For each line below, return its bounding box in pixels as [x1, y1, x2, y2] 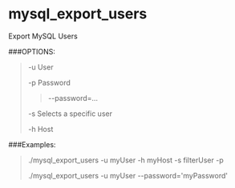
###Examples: [8, 139, 56, 149]
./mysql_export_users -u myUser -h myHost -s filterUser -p [27, 155, 224, 165]
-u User [27, 62, 54, 72]
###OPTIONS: [8, 46, 56, 56]
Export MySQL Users [8, 31, 78, 41]
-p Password [27, 78, 71, 87]
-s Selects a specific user [27, 109, 112, 118]
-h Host [27, 124, 54, 134]
